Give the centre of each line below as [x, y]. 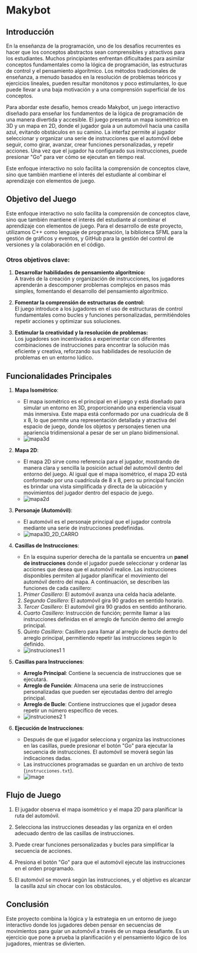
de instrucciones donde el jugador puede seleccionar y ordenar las [105, 563]
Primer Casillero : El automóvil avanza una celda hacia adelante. [100, 594]
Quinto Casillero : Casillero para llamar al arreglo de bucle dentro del [105, 632]
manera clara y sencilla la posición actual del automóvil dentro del [103, 467]
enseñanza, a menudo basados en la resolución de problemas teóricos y [94, 77]
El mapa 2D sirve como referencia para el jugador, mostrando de [101, 462]
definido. [34, 644]
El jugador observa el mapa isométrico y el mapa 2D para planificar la [98, 809]
